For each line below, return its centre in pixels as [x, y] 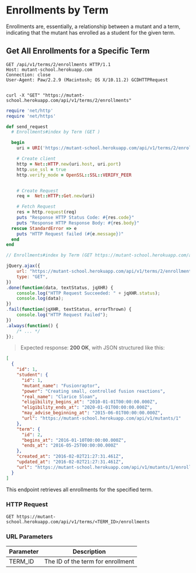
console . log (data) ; [40, 298]
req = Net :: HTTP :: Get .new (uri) [56, 196]
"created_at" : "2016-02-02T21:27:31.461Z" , [70, 457]
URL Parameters [29, 536]
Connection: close [28, 75]
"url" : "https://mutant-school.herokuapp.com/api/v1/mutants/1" [101, 418]
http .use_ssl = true [41, 169]
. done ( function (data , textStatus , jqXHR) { [60, 287]
